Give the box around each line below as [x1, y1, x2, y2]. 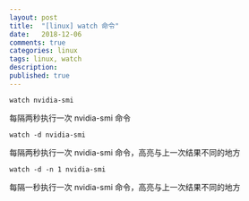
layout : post [9, 13, 58, 22]
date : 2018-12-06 [9, 29, 82, 38]
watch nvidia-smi [9, 96, 74, 105]
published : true [9, 71, 70, 80]
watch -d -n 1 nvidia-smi [9, 164, 106, 174]
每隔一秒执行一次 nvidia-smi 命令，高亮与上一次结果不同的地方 [9, 181, 241, 192]
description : [9, 63, 58, 72]
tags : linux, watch [9, 54, 82, 63]
